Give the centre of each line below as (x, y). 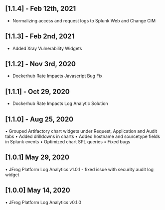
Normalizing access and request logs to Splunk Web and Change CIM (84, 20)
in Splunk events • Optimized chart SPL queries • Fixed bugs (68, 142)
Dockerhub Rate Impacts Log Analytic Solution (60, 104)
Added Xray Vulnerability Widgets (47, 48)
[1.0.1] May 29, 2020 (37, 157)
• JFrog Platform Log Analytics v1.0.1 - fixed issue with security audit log (79, 169)
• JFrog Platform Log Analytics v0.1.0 (43, 202)
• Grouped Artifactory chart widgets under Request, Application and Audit (81, 131)
